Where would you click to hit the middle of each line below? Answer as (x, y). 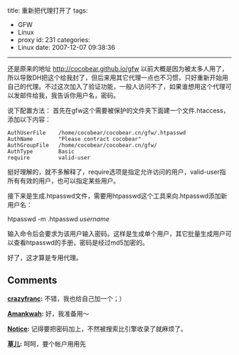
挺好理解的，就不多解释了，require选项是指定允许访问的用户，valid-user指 (117, 172)
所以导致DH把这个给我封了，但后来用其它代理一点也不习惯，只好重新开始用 (118, 78)
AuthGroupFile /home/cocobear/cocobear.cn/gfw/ (83, 145)
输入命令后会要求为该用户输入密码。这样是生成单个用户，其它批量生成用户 (116, 234)
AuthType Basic (41, 152)
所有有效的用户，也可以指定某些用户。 (63, 181)
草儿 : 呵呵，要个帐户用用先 (47, 344)
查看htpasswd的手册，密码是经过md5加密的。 (81, 243)
